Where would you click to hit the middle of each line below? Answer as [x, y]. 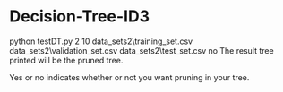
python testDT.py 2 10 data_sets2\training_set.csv [101, 41]
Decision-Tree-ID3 [80, 17]
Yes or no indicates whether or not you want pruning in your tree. [129, 77]
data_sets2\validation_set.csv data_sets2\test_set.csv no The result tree [142, 50]
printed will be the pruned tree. [66, 60]
